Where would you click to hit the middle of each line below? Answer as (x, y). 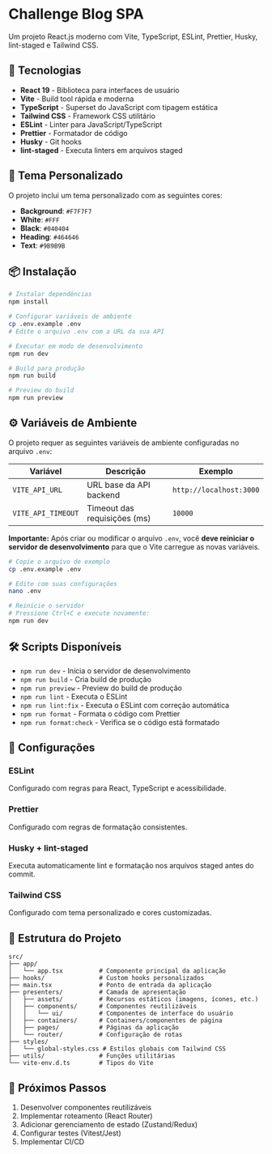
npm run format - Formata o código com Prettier (100, 714)
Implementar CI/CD (52, 1141)
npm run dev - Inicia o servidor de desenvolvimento (105, 670)
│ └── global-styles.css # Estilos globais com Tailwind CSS (117, 1049)
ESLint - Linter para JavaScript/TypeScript (91, 124)
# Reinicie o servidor (47, 606)
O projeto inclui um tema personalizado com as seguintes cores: (115, 195)
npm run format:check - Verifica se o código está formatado (120, 722)
